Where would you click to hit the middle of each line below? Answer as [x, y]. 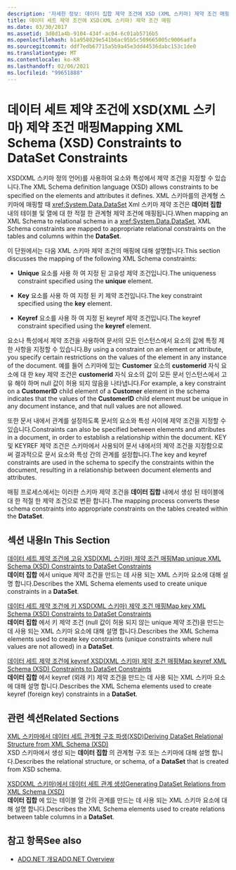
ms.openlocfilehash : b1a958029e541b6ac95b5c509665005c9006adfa [102, 40]
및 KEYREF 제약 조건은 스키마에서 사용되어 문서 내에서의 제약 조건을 [100, 446]
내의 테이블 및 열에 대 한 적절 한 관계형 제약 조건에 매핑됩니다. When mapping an [118, 213]
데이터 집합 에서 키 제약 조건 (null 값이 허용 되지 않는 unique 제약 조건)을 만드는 [116, 622]
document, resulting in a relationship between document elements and [110, 470]
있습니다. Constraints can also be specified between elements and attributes [117, 430]
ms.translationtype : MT [42, 54]
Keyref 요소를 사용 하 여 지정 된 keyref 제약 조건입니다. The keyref [109, 318]
